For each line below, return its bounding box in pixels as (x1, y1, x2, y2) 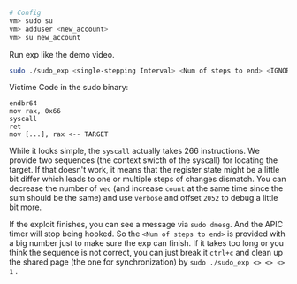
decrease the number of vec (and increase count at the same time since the (9, 183, 284, 194)
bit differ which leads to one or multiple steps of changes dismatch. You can (9, 173, 286, 185)
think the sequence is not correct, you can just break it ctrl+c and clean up (9, 248, 284, 258)
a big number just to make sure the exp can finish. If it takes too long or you (9, 238, 285, 249)
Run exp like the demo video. (9, 49, 115, 59)
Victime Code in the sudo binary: (9, 82, 129, 93)
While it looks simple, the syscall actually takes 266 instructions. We (9, 146, 261, 157)
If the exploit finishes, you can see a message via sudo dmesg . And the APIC (9, 219, 284, 230)
